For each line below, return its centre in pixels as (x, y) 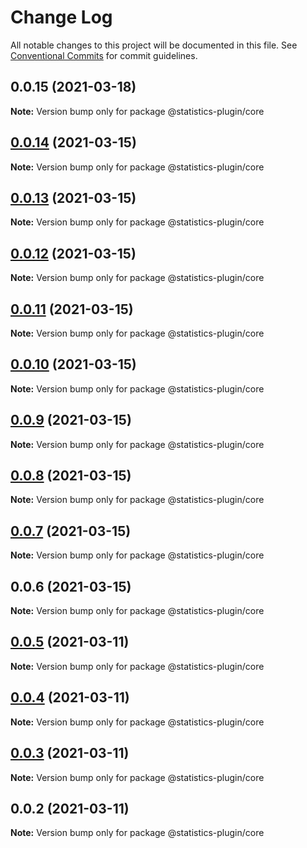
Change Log (61, 17)
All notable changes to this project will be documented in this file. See (154, 45)
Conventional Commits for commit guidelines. (104, 55)
